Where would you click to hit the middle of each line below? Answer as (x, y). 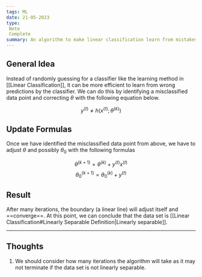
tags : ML (17, 12)
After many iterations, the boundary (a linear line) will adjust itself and (92, 209)
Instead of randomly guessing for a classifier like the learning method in (95, 78)
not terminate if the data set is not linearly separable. (80, 267)
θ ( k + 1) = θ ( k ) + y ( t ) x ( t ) (101, 164)
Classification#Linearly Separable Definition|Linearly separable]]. (87, 222)
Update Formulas (39, 129)
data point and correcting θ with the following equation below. (83, 97)
